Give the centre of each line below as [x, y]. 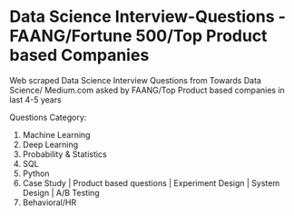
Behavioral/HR [49, 202]
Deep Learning [50, 144]
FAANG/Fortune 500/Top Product [138, 36]
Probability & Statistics [64, 154]
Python [36, 173]
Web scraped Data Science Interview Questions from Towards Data [135, 80]
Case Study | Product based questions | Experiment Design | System [151, 182]
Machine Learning [56, 134]
